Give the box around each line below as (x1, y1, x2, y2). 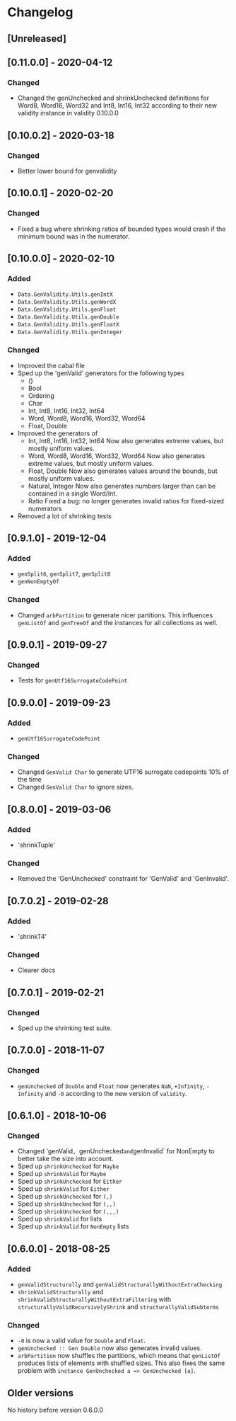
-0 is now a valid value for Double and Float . (17, 1336, 146, 1345)
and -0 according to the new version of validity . (45, 1089, 187, 1097)
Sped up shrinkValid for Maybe (17, 1170, 107, 1178)
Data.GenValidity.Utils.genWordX (17, 299, 117, 306)
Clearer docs (17, 966, 56, 974)
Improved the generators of (17, 429, 98, 438)
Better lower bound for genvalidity (17, 166, 117, 175)
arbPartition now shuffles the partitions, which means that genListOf (17, 1352, 221, 1360)
